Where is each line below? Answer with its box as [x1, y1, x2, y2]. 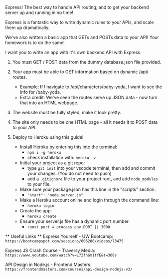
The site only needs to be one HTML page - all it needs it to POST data [12, 119, 158, 125]
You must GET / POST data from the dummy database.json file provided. [12, 59, 162, 65]
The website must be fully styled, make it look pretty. [12, 110, 121, 115]
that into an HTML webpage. [19, 100, 79, 106]
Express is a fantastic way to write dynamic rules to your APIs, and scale [5, 20, 154, 25]
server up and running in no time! [5, 10, 74, 16]
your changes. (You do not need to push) [27, 170, 112, 176]
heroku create [27, 214, 57, 219]
